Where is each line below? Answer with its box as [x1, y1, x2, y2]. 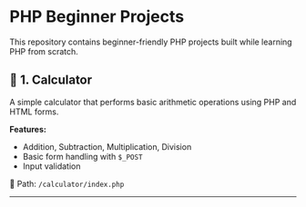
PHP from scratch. [9, 45, 79, 56]
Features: [9, 123, 47, 134]
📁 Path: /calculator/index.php [9, 178, 125, 189]
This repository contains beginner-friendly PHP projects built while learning [9, 36, 293, 47]
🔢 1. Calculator [9, 73, 93, 88]
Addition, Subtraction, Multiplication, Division [22, 141, 192, 152]
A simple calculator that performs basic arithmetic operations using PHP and [9, 96, 297, 107]
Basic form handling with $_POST [22, 151, 143, 162]
